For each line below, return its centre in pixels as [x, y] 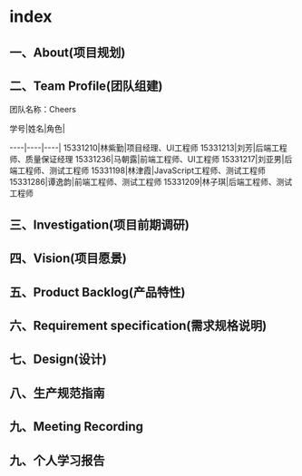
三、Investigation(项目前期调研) [100, 224]
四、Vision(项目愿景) [68, 259]
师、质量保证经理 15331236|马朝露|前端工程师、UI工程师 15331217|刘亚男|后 [151, 160]
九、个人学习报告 [57, 460]
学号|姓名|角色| [37, 129]
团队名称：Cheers [43, 110]
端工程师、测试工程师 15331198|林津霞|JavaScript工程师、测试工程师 [137, 170]
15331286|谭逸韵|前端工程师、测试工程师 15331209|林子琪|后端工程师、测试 [151, 182]
